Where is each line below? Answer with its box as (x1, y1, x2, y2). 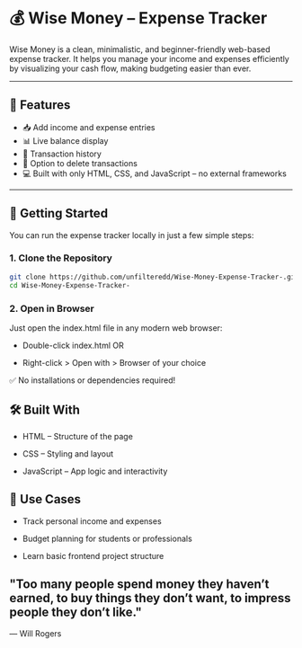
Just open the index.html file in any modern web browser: (9, 322, 223, 333)
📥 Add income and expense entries (22, 121, 155, 132)
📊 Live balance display (22, 135, 109, 146)
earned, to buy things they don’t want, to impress (9, 590, 291, 606)
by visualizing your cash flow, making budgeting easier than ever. (9, 63, 252, 74)
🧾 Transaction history (22, 148, 102, 159)
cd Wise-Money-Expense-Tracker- (9, 280, 130, 289)
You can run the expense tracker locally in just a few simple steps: (9, 229, 254, 240)
